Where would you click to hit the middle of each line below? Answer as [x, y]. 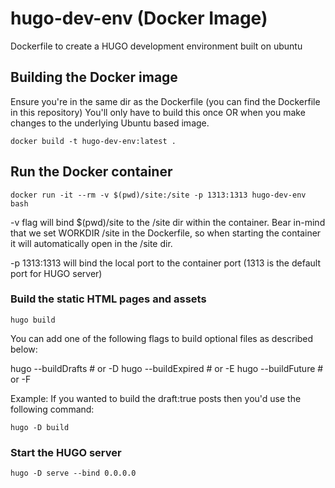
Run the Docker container [91, 172]
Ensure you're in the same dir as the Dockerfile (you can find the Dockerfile [165, 101]
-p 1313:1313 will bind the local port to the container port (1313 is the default [165, 263]
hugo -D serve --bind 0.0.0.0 [73, 473]
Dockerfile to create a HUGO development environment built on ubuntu [156, 46]
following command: [52, 409]
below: [24, 349]
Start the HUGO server [66, 452]
